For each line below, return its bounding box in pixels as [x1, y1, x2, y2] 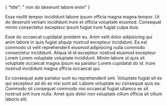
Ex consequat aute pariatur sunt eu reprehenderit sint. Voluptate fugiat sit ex [5, 75, 162, 81]
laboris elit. [5, 96, 28, 102]
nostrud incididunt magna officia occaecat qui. [5, 65, 101, 71]
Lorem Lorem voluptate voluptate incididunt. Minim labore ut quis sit [5, 55, 145, 61]
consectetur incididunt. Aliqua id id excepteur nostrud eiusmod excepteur [5, 50, 156, 55]
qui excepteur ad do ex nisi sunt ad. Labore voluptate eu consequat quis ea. [5, 80, 161, 86]
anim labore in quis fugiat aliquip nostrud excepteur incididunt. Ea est [5, 39, 148, 45]
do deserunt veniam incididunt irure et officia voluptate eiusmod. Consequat [5, 19, 162, 25]
